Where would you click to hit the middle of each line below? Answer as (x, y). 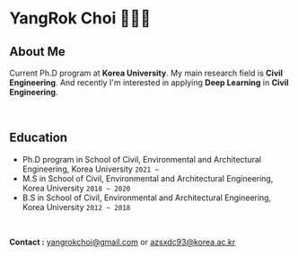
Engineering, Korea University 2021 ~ (91, 169)
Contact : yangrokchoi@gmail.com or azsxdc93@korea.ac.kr (123, 242)
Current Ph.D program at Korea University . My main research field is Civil (146, 73)
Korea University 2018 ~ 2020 (76, 188)
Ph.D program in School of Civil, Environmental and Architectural (142, 159)
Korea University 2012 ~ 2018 (76, 207)
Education (39, 138)
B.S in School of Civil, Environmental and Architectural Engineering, (147, 198)
